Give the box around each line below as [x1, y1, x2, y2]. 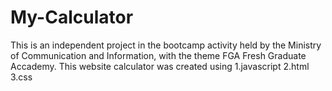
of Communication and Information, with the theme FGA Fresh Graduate [10, 49, 307, 61]
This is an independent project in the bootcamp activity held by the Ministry [10, 39, 322, 51]
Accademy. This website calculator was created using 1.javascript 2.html [10, 60, 310, 72]
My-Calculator [10, 6, 134, 29]
